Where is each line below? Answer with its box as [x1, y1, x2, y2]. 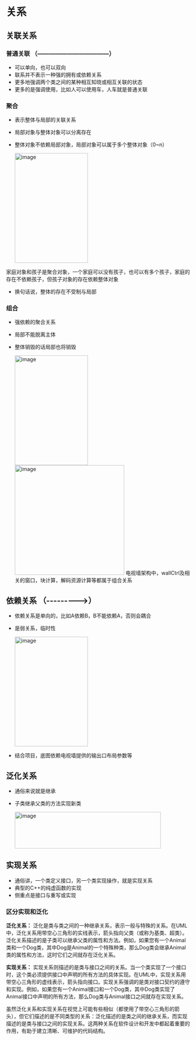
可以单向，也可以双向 [14, 64, 66, 71]
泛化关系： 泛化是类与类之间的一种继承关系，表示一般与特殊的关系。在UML [6, 922, 188, 929]
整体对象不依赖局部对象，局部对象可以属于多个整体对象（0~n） [14, 141, 168, 148]
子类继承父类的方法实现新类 [14, 800, 82, 807]
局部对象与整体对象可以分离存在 [14, 129, 92, 136]
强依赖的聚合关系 [14, 318, 56, 325]
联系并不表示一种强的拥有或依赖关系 [14, 71, 102, 78]
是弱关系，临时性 [14, 624, 56, 632]
